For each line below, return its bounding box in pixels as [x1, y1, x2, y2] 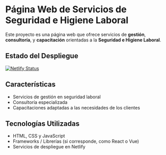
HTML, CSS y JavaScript [12, 133, 65, 139]
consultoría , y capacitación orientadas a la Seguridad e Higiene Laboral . [5, 37, 161, 43]
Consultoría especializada [12, 99, 68, 105]
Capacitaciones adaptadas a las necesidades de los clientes [12, 104, 140, 110]
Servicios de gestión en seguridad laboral [12, 94, 101, 100]
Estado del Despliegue [5, 52, 78, 60]
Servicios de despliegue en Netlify [12, 144, 86, 150]
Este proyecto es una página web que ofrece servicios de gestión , [5, 31, 146, 37]
